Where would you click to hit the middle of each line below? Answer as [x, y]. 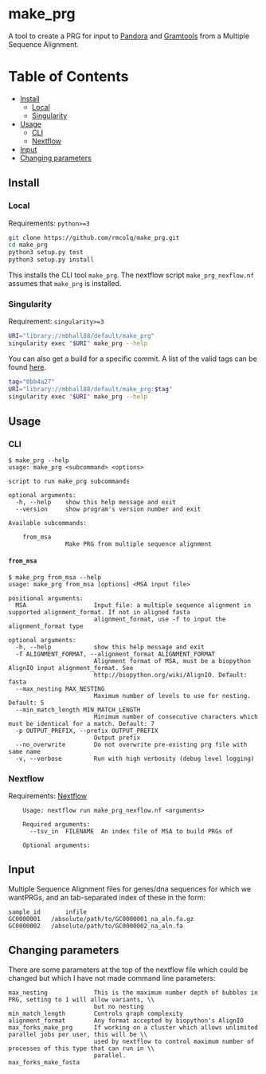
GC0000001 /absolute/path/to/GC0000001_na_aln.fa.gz [101, 919]
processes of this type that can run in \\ [82, 1049]
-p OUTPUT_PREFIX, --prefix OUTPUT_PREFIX [87, 731]
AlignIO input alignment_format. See [71, 668]
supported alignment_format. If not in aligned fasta [100, 612]
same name [25, 751]
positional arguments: [46, 598]
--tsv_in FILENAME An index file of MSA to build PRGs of [131, 831]
